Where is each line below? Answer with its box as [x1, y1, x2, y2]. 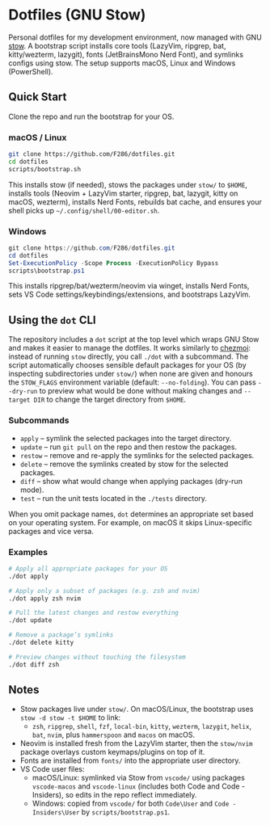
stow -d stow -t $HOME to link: [19, 713, 121, 722]
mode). [19, 485, 44, 495]
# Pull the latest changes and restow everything [8, 608, 179, 617]
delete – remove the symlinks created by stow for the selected [19, 459, 229, 469]
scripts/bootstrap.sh [8, 165, 82, 173]
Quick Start [8, 90, 67, 104]
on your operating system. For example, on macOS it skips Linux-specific [8, 517, 252, 527]
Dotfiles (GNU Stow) [8, 6, 146, 24]
